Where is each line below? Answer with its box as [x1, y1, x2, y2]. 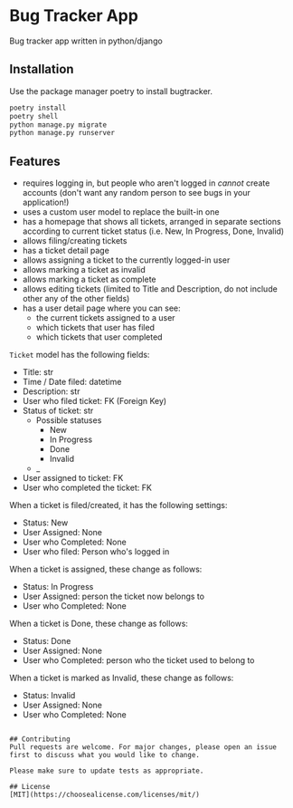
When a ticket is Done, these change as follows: [9, 618, 188, 630]
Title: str [22, 367, 54, 378]
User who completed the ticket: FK [22, 482, 152, 494]
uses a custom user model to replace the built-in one [22, 207, 220, 217]
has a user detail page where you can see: [22, 303, 181, 313]
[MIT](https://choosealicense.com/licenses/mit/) [9, 790, 201, 800]
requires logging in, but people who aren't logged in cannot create [22, 178, 270, 188]
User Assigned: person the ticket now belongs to [22, 591, 205, 602]
